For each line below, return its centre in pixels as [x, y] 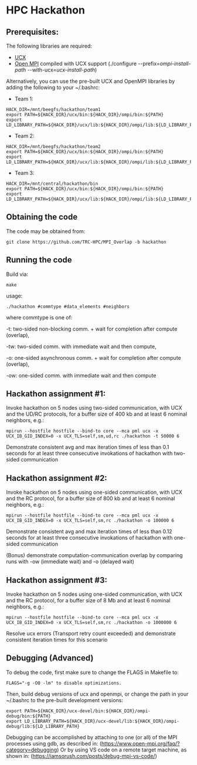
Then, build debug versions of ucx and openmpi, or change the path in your [97, 694]
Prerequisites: [32, 32]
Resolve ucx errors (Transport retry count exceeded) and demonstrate [91, 633]
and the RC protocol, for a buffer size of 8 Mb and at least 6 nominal [88, 601]
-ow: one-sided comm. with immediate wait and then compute [81, 375]
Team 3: [24, 173]
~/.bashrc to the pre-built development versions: [64, 700]
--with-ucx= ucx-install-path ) [62, 70]
